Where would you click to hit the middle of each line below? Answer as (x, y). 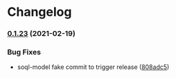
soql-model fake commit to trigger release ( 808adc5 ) (93, 67)
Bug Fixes (24, 52)
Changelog (39, 12)
